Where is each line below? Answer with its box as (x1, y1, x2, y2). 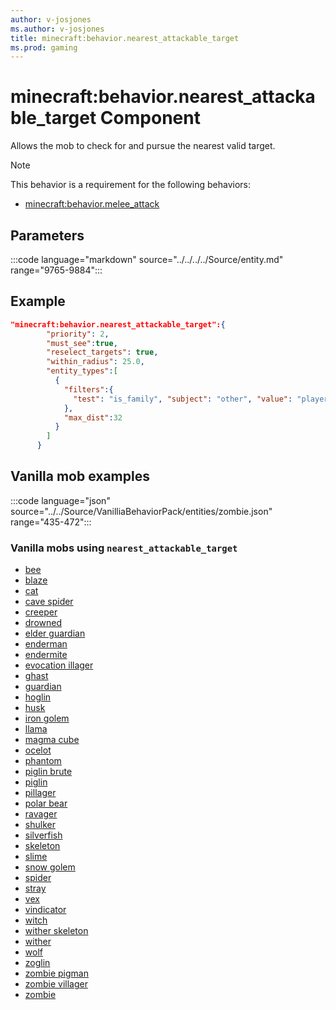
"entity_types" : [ (46, 366, 118, 376)
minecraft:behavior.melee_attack (24, 198, 160, 210)
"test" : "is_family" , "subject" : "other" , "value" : (73, 394, 293, 404)
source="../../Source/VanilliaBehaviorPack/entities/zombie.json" (10, 505, 273, 517)
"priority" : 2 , (46, 329, 110, 339)
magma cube (24, 734, 80, 746)
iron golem (24, 712, 70, 725)
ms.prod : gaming (10, 42, 78, 53)
